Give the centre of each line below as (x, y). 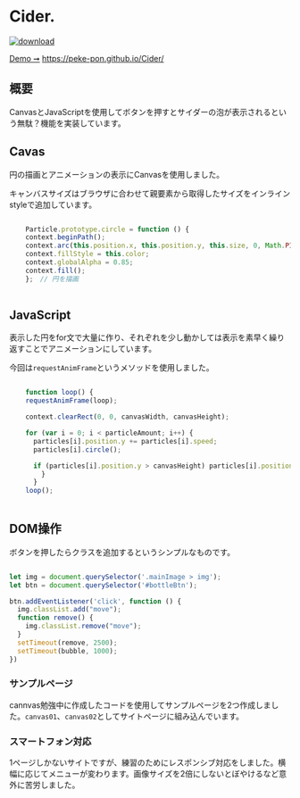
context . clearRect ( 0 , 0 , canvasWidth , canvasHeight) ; (127, 417)
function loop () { (59, 393)
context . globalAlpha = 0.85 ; (79, 262)
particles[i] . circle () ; (77, 449)
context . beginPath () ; (65, 237)
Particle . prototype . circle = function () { (108, 229)
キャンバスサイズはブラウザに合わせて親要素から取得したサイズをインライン (150, 193)
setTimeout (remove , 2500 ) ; (67, 643)
